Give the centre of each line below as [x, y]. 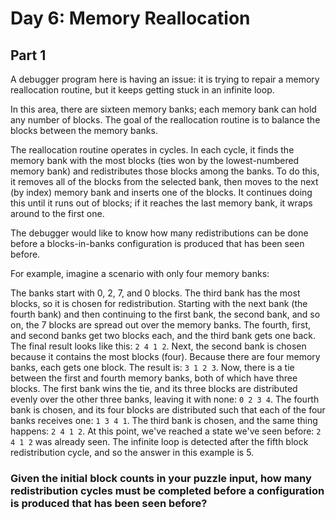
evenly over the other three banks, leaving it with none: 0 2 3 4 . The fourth [165, 399]
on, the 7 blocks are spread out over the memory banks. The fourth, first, [161, 325]
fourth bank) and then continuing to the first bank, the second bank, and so [165, 314]
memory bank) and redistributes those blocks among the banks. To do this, [165, 171]
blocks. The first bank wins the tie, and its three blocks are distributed [154, 388]
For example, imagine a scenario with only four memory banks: [140, 273]
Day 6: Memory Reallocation [130, 18]
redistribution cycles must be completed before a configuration [167, 490]
